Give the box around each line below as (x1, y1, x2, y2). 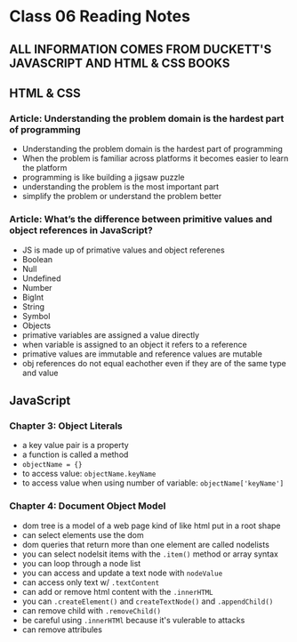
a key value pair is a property (21, 440, 129, 451)
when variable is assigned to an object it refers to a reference (21, 339, 247, 349)
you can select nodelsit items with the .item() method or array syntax (21, 549, 278, 559)
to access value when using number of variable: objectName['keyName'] (21, 477, 285, 488)
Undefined (21, 273, 61, 284)
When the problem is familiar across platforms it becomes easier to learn (21, 153, 289, 164)
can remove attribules (21, 624, 102, 635)
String (21, 301, 45, 312)
